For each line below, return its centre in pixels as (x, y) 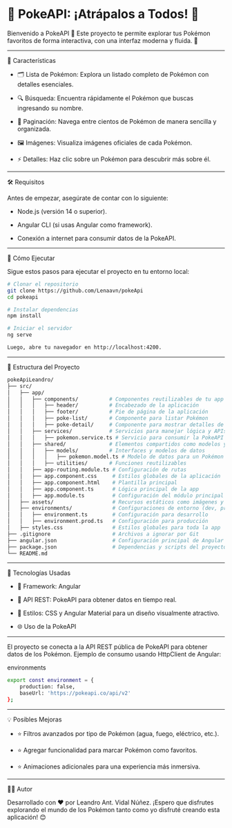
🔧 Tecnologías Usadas (39, 573)
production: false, (48, 687)
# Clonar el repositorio (43, 284)
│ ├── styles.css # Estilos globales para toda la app (114, 528)
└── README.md (28, 553)
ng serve (20, 335)
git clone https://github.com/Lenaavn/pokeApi (75, 291)
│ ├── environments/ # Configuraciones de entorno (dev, (112, 508)
